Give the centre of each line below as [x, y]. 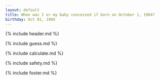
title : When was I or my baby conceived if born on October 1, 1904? [80, 15]
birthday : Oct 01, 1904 [30, 19]
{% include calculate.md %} [34, 53]
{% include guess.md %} [31, 44]
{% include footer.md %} [31, 73]
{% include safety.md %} [31, 63]
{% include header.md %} [32, 34]
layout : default [22, 10]
